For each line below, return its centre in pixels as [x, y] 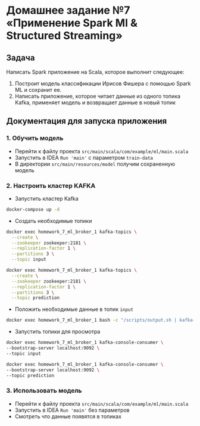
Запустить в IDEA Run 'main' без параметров [72, 410]
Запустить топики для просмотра [57, 332]
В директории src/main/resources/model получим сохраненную [95, 164]
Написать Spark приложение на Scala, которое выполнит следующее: [95, 72]
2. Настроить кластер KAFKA [51, 185]
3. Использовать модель [44, 391]
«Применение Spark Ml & [72, 23]
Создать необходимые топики [53, 220]
